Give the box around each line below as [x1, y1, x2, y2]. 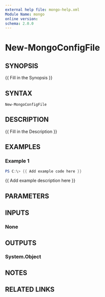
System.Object [5, 253, 42, 260]
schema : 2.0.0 [5, 21, 34, 26]
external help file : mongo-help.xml [5, 7, 80, 12]
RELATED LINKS [5, 285, 55, 294]
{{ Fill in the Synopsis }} [5, 75, 53, 81]
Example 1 [5, 158, 30, 165]
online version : [5, 16, 38, 21]
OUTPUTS [5, 238, 37, 247]
